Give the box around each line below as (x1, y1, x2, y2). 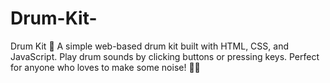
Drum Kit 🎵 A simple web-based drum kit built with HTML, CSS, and (10, 40, 289, 52)
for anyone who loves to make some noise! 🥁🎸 (10, 61, 201, 73)
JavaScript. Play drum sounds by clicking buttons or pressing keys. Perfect (10, 50, 320, 62)
